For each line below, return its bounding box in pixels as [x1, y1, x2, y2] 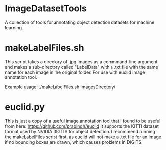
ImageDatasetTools [5, 3, 87, 14]
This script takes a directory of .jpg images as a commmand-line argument [5, 58, 158, 65]
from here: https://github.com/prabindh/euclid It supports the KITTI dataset [5, 123, 159, 129]
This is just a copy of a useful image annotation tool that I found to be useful [5, 118, 161, 124]
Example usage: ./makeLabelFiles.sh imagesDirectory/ [5, 84, 116, 90]
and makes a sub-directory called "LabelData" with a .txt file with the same [5, 64, 159, 70]
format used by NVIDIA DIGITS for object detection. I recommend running [5, 128, 155, 134]
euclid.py [5, 101, 45, 113]
